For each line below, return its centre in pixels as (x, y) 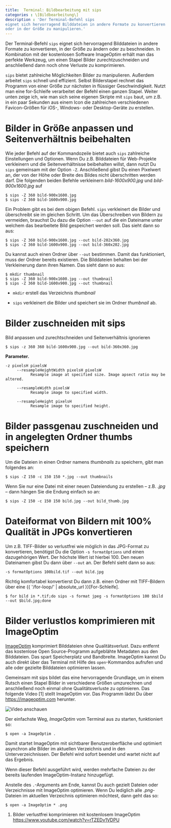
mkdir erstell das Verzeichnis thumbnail (54, 293)
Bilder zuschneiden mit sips (65, 324)
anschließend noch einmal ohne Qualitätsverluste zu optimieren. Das (77, 688)
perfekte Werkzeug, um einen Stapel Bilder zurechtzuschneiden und (77, 60)
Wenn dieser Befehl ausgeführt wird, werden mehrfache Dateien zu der (80, 769)
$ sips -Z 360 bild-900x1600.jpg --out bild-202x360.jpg (67, 241)
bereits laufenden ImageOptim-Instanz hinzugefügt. (60, 775)
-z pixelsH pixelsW (26, 366)
